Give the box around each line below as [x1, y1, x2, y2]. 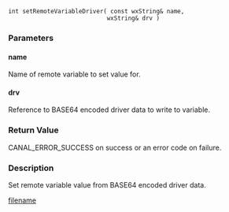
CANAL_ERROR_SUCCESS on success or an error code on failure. [8, 143, 222, 152]
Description [8, 162, 54, 173]
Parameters [8, 32, 54, 43]
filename [8, 195, 37, 205]
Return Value [8, 125, 59, 136]
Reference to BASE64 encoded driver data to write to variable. [8, 105, 211, 114]
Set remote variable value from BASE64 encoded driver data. [8, 180, 206, 189]
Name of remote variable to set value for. [8, 69, 141, 79]
